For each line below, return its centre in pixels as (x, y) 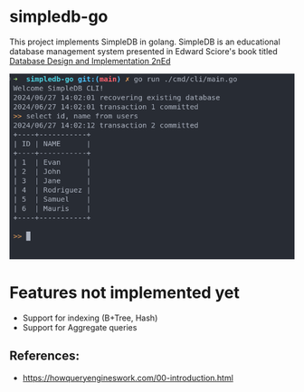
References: (44, 356)
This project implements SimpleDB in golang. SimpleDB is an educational (145, 42)
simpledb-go (59, 17)
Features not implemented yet (124, 293)
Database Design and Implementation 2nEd (90, 61)
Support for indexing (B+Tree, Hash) (90, 318)
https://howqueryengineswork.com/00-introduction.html (128, 378)
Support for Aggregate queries (80, 327)
